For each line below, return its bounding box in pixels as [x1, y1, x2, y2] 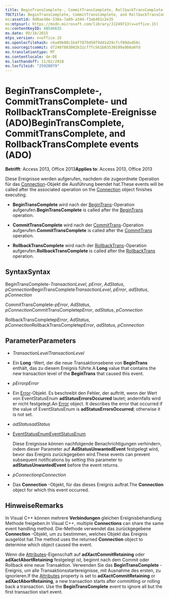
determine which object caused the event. [5, 542, 93, 548]
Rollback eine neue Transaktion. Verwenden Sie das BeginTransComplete [5, 562, 159, 568]
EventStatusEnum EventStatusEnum [12, 431, 86, 437]
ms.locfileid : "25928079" [5, 63, 59, 68]
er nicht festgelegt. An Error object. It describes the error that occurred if [12, 401, 162, 407]
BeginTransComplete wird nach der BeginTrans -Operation [12, 202, 135, 208]
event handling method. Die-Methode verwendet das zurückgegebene [5, 526, 151, 532]
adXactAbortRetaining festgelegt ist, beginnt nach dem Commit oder [5, 557, 149, 563]
